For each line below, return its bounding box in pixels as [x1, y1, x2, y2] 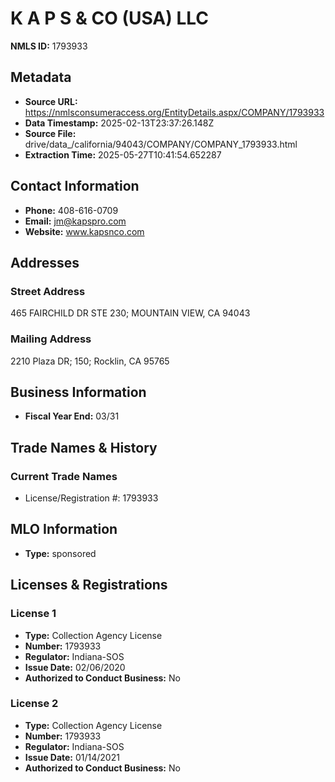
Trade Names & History [10, 439, 158, 456]
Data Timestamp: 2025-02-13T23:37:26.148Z [24, 117, 215, 129]
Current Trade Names [10, 469, 118, 483]
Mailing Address [10, 332, 92, 346]
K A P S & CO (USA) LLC [10, 7, 210, 30]
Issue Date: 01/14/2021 [24, 751, 120, 763]
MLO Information [10, 521, 118, 538]
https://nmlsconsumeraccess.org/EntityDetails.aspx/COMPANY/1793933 [24, 106, 325, 118]
